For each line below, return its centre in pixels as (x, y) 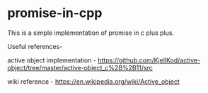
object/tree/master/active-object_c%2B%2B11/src (80, 67)
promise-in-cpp (55, 13)
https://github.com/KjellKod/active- (149, 60)
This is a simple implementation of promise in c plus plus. (91, 33)
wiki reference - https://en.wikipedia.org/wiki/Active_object (94, 81)
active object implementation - (52, 60)
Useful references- (35, 46)
